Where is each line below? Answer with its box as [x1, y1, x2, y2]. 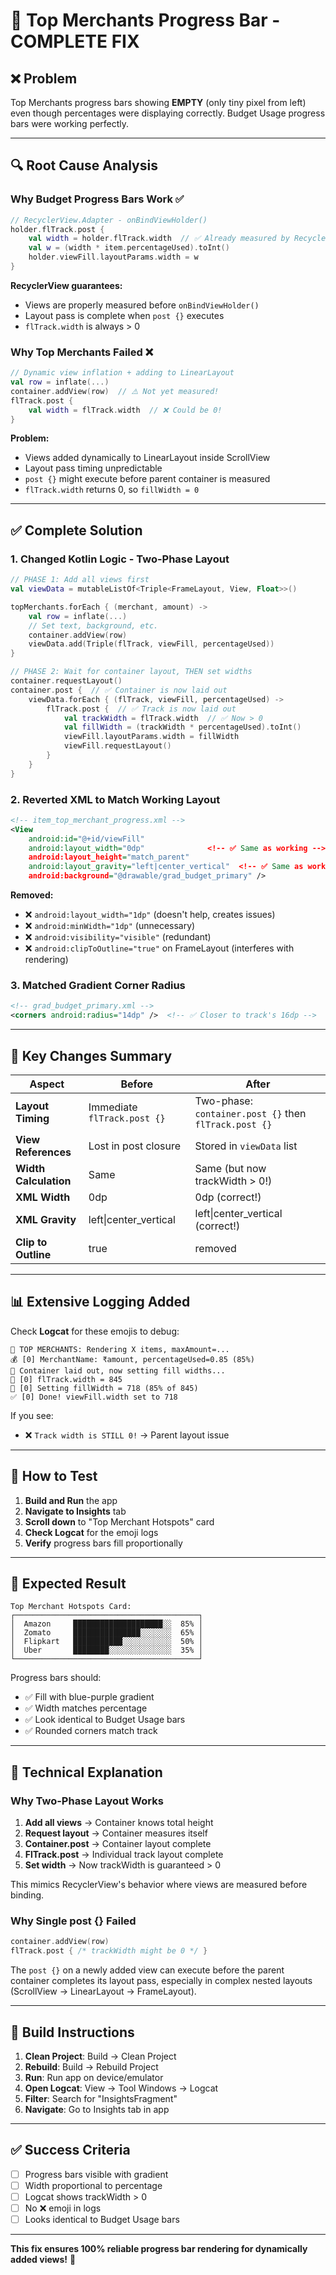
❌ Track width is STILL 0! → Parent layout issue [24, 1429, 230, 1441]
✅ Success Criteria [10, 2142, 131, 2159]
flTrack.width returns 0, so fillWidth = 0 [24, 484, 200, 496]
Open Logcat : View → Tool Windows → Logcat [24, 2082, 219, 2094]
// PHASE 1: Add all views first [10, 575, 150, 585]
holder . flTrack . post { [10, 224, 105, 234]
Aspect [29, 1077, 65, 1091]
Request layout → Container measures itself [24, 1827, 208, 1839]
